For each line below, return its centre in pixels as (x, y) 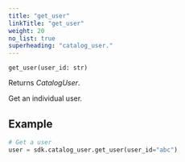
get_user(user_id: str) (48, 68)
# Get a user (30, 142)
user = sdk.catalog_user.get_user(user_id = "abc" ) (93, 150)
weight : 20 (27, 31)
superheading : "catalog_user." (61, 46)
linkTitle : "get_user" (46, 23)
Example (31, 124)
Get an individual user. (45, 98)
